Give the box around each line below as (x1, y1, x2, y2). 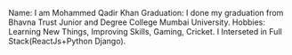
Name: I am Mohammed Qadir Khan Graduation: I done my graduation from (8, 8, 284, 18)
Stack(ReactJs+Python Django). (8, 35, 126, 46)
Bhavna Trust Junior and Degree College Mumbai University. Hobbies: (8, 17, 266, 27)
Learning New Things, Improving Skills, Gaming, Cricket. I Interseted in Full (8, 27, 282, 36)
